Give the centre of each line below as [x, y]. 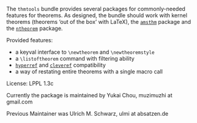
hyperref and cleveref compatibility [60, 65]
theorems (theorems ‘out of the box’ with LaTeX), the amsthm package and [99, 22]
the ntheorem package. [35, 28]
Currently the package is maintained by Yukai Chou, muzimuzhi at [89, 95]
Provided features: [30, 40]
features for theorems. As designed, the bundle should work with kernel [97, 15]
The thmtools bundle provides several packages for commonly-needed [96, 9]
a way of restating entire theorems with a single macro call [89, 72]
